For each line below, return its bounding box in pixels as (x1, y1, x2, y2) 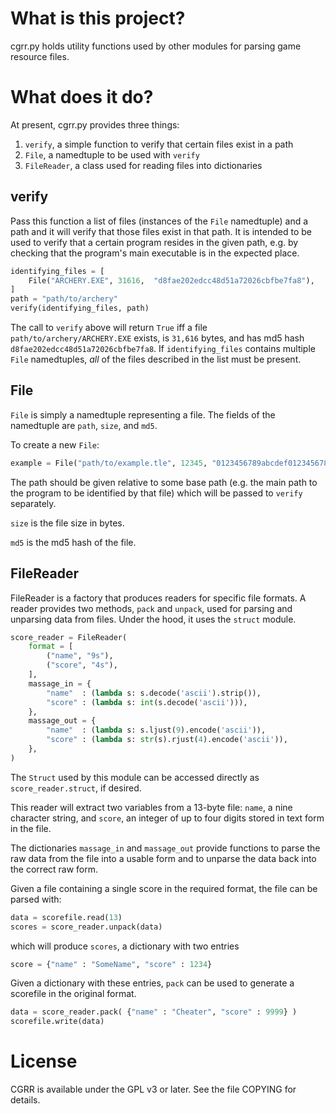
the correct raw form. (10, 863, 99, 875)
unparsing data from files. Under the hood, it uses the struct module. (10, 613, 297, 625)
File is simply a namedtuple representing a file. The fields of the (10, 408, 276, 421)
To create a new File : (10, 438, 100, 451)
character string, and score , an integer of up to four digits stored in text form (10, 812, 325, 824)
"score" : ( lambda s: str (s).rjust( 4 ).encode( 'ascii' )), (46, 735, 288, 745)
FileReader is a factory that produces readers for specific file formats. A (10, 592, 307, 604)
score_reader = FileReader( (10, 632, 128, 642)
